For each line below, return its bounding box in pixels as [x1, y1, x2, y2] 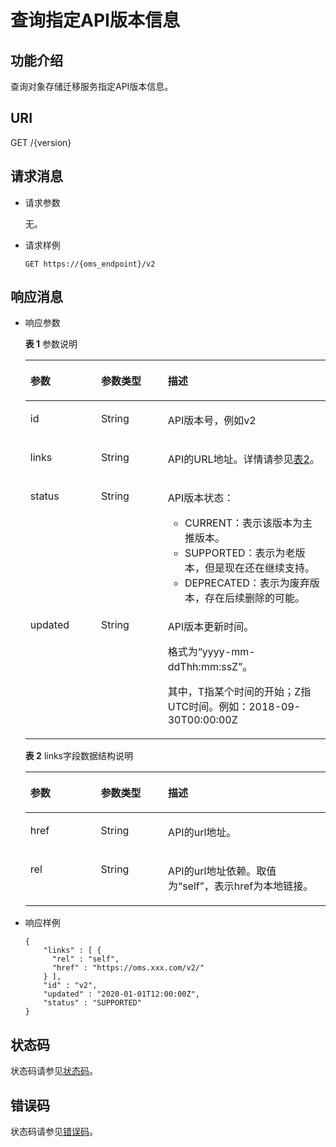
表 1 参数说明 [24, 338, 78, 350]
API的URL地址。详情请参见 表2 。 [167, 452, 320, 466]
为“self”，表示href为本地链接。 [168, 879, 314, 893]
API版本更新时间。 [167, 620, 255, 634]
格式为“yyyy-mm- [167, 645, 256, 659]
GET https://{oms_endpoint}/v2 [24, 259, 156, 269]
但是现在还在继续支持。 [204, 561, 315, 575]
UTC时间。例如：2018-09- [167, 700, 302, 714]
